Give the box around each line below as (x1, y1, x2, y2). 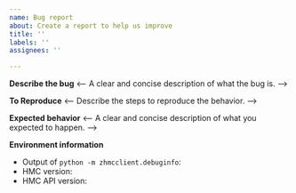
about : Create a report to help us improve (9, 21, 173, 30)
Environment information (9, 140, 104, 150)
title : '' (9, 29, 46, 38)
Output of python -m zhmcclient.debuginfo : (21, 157, 182, 167)
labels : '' (9, 37, 50, 47)
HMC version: (21, 166, 73, 177)
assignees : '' (9, 46, 62, 55)
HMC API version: (21, 175, 87, 187)
